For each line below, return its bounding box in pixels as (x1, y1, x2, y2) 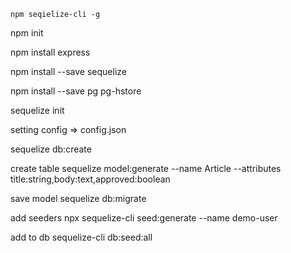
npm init (10, 27, 44, 39)
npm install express (10, 46, 91, 58)
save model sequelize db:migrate (10, 193, 147, 204)
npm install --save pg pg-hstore (10, 85, 142, 97)
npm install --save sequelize (10, 66, 127, 77)
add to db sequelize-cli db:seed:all (10, 231, 153, 243)
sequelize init (10, 105, 65, 116)
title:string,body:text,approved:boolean (10, 173, 171, 185)
